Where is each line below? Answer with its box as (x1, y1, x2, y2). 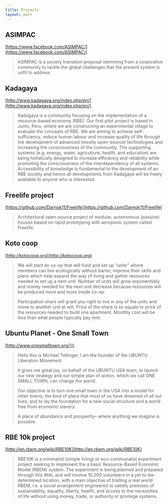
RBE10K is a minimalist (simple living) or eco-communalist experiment (17, 456, 161, 462)
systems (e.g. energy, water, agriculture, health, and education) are (17, 150, 157, 156)
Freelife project (5, 191, 54, 200)
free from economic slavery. (17, 403, 76, 409)
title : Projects (5, 7, 39, 13)
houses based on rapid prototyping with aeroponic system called (17, 219, 152, 225)
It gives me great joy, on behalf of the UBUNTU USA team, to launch (17, 367, 158, 373)
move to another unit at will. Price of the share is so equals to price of (17, 304, 161, 310)
